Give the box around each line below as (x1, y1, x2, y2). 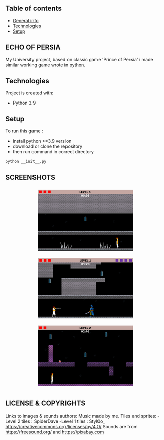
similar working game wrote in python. (5, 62, 85, 68)
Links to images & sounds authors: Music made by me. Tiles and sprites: (5, 413, 156, 419)
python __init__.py (5, 159, 47, 164)
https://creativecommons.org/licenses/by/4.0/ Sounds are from (5, 423, 138, 429)
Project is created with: (5, 90, 54, 96)
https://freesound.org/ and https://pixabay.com (5, 429, 104, 435)
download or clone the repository (12, 143, 83, 149)
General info (12, 17, 39, 23)
